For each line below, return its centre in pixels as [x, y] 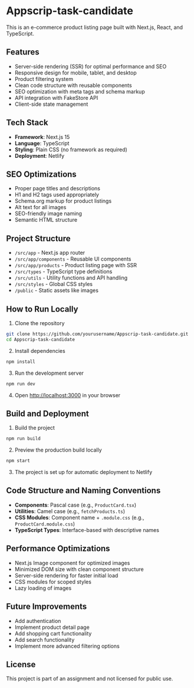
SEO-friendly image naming [48, 213]
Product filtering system [44, 79]
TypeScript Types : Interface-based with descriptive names [87, 530]
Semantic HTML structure [46, 220]
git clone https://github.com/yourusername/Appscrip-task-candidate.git [97, 334]
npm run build [24, 439]
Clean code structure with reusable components [73, 85]
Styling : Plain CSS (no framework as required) [71, 150]
